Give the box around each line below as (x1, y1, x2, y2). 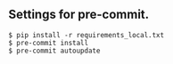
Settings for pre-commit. (8, 7, 150, 22)
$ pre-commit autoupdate (8, 46, 101, 55)
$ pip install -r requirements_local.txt (8, 30, 165, 39)
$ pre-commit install (8, 38, 89, 47)
